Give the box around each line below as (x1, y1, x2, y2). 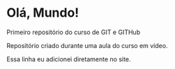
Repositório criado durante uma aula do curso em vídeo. (6, 41, 168, 49)
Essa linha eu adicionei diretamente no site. (6, 54, 131, 63)
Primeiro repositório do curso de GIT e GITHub (6, 28, 141, 36)
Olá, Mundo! (6, 5, 79, 21)
